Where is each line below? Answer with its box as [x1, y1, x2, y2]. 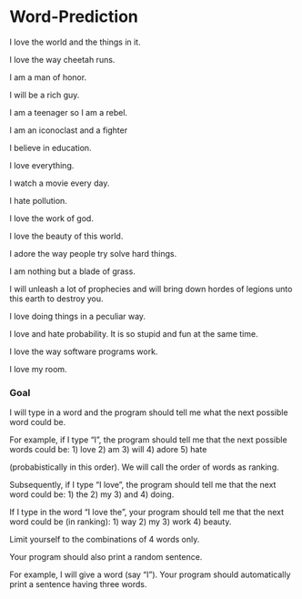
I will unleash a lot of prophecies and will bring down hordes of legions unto [9, 283, 293, 294]
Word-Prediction [9, 6, 138, 27]
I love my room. [9, 363, 67, 374]
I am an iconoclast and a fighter [9, 125, 128, 136]
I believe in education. [9, 142, 93, 153]
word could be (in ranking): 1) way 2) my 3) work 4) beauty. [9, 516, 232, 527]
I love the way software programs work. [9, 346, 158, 357]
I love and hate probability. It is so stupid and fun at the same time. [9, 328, 258, 339]
